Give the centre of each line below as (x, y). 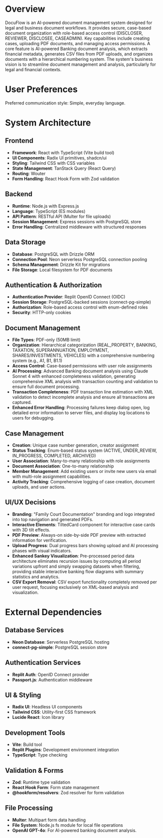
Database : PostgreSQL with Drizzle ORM (53, 254)
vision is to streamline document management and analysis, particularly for (81, 64)
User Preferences (41, 90)
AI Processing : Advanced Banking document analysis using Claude (80, 371)
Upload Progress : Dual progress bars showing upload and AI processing (85, 545)
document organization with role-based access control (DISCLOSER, (74, 33)
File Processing (29, 808)
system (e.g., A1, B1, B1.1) (37, 361)
